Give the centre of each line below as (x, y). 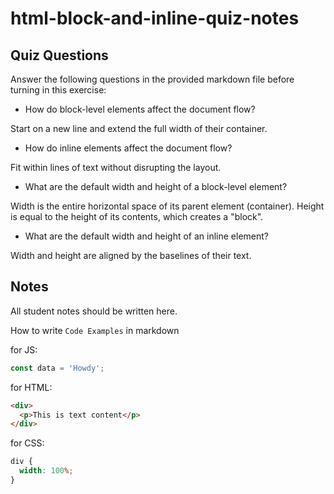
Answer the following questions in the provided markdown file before (152, 79)
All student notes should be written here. (94, 311)
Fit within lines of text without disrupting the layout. (116, 167)
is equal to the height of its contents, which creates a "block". (137, 216)
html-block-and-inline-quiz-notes (155, 18)
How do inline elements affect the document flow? (128, 148)
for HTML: (31, 387)
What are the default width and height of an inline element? (146, 236)
